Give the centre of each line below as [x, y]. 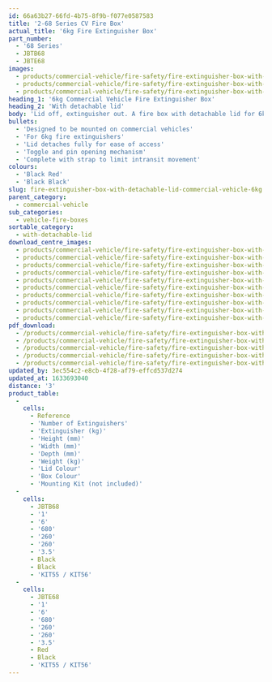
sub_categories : [36, 212]
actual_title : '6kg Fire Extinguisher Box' [83, 31]
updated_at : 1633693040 [49, 378]
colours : [23, 167]
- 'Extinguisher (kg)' [68, 431]
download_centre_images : [50, 243]
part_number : [30, 39]
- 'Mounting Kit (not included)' [86, 484]
